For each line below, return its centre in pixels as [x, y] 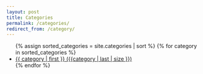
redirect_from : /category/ [41, 29]
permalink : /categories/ [38, 23]
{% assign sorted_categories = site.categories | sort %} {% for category [106, 46]
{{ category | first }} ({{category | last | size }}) [74, 59]
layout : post [23, 12]
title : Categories [30, 18]
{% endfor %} [33, 66]
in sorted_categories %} [46, 53]
